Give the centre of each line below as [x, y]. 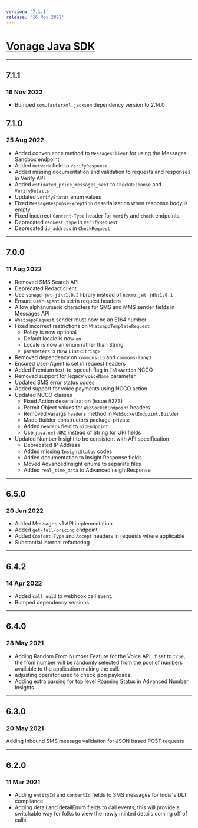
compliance [29, 801]
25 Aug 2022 [25, 140]
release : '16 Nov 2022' [35, 17]
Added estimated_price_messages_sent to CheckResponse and [88, 184]
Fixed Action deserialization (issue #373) [73, 401]
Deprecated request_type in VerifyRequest [66, 222]
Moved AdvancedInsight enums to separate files [82, 464]
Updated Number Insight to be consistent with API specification [92, 438]
